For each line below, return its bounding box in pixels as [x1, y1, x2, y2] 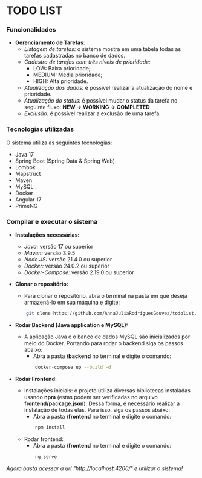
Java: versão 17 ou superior [24, 243, 94, 251]
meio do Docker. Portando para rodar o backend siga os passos [24, 339, 183, 346]
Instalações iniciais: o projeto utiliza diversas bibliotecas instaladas [24, 386, 191, 394]
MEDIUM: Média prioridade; [33, 71, 103, 79]
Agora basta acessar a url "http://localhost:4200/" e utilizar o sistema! [6, 465, 183, 472]
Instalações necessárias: [15, 231, 80, 238]
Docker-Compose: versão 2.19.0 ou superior [24, 269, 134, 276]
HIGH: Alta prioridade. [33, 78, 88, 85]
